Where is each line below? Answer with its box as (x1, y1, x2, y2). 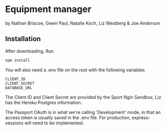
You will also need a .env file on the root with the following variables (5, 67, 145, 73)
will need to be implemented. (24, 119, 84, 126)
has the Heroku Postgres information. (5, 99, 82, 105)
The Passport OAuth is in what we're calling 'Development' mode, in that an (5, 109, 161, 115)
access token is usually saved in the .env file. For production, (5, 114, 131, 120)
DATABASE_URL (5, 85, 32, 90)
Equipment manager (5, 4, 91, 15)
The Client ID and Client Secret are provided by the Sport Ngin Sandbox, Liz (5, 94, 161, 100)
